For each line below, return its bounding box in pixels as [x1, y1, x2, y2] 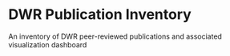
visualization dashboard [8, 39, 87, 49]
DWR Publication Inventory [8, 6, 192, 24]
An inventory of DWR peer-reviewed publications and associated [8, 32, 223, 41]
